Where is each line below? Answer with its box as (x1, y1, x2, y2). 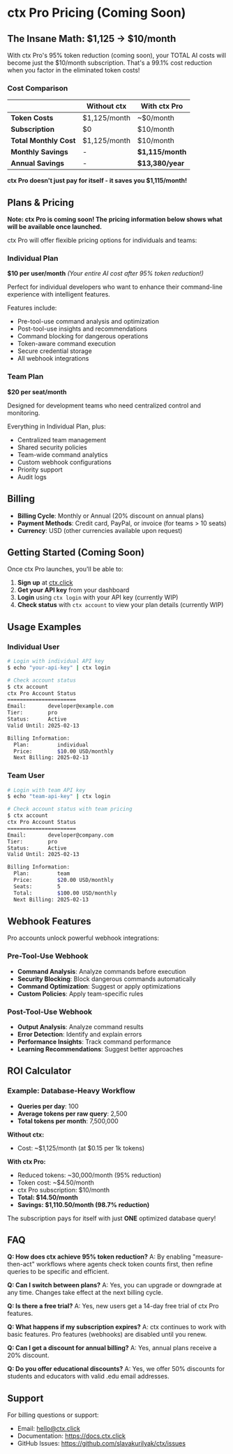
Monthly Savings (10, 147, 68, 157)
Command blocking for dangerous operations (17, 332, 149, 340)
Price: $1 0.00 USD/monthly (13, 748, 114, 755)
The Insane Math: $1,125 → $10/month (7, 33, 176, 45)
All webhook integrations (17, 354, 89, 363)
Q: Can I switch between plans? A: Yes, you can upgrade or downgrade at (7, 1281, 222, 1289)
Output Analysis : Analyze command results (17, 1022, 144, 1030)
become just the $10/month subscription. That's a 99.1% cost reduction (7, 59, 213, 67)
